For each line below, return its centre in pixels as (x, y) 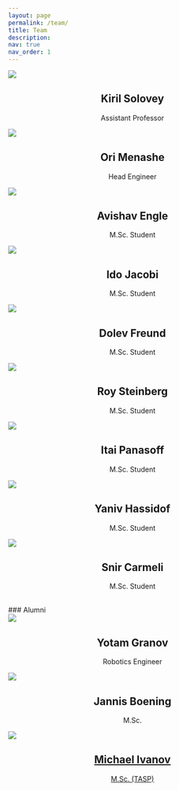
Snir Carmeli (132, 567)
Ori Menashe (132, 157)
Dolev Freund (132, 333)
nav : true (24, 45)
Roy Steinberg (132, 392)
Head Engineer (132, 176)
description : (30, 37)
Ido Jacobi (132, 274)
